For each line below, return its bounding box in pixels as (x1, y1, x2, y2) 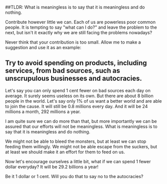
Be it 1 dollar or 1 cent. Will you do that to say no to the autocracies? (5, 173, 144, 179)
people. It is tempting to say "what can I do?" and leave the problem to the (5, 24, 158, 30)
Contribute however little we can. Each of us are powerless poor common (5, 19, 156, 25)
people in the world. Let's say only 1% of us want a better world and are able (5, 98, 162, 104)
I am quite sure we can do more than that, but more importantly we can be (5, 118, 157, 124)
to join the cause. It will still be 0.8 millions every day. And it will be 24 (5, 103, 148, 109)
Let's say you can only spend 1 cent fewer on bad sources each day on (5, 87, 151, 93)
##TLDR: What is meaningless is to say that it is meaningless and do (5, 4, 145, 10)
